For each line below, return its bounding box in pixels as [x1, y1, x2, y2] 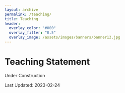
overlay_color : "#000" [9, 26, 56, 31]
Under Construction [4, 72, 45, 78]
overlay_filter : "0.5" [9, 30, 56, 35]
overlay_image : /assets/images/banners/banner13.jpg [9, 35, 121, 40]
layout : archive [4, 7, 38, 12]
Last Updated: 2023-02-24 [4, 82, 60, 88]
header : [4, 21, 21, 26]
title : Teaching [4, 16, 38, 21]
